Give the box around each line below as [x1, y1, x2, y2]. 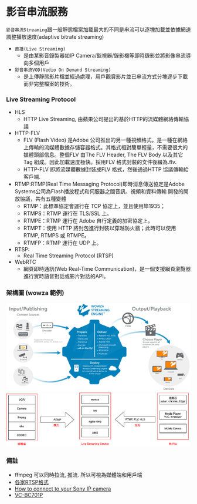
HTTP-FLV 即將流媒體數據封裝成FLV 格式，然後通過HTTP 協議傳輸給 [23, 166, 189, 173]
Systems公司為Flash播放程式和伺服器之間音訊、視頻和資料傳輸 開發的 [14, 188, 184, 195]
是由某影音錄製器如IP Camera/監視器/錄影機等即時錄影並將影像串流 [23, 52, 186, 59]
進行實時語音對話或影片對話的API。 [23, 273, 109, 280]
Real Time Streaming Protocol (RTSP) [23, 252, 114, 259]
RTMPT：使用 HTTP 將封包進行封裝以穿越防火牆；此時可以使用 [23, 224, 176, 232]
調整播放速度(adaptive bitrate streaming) [6, 33, 104, 40]
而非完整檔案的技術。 [23, 80, 75, 87]
